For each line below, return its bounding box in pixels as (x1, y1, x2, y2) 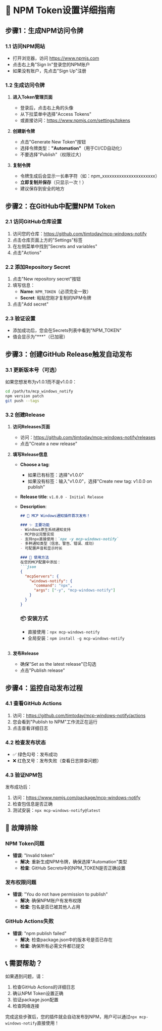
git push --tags (5, 398, 39, 403)
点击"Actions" (12, 250, 42, 256)
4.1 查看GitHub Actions (5, 700, 62, 707)
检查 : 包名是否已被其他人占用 (20, 904, 81, 910)
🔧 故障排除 (5, 823, 38, 832)
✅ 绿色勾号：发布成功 (12, 751, 58, 758)
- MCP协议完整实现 (20, 531, 55, 537)
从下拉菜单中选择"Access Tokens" (20, 111, 92, 117)
